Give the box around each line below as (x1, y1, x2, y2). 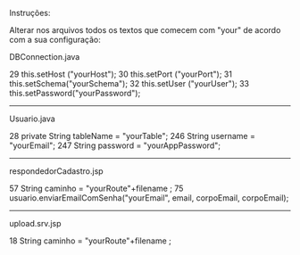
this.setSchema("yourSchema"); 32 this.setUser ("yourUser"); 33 (9, 78, 250, 88)
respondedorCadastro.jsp (9, 166, 104, 177)
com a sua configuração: (9, 35, 101, 45)
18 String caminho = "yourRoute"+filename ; (9, 235, 171, 246)
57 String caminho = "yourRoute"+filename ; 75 (9, 183, 184, 193)
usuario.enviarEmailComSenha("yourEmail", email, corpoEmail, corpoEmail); (9, 193, 289, 203)
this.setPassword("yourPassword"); (9, 88, 141, 98)
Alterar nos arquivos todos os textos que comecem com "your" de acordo (9, 25, 281, 35)
